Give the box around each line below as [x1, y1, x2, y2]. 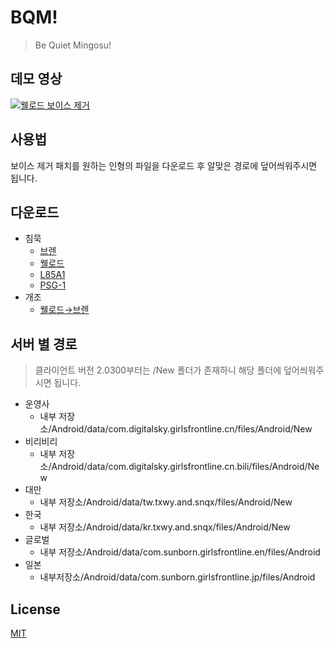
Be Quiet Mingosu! [34, 39, 112, 51]
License [10, 601, 61, 618]
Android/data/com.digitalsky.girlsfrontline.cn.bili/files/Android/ [51, 461, 308, 473]
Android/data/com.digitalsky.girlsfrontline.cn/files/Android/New [51, 423, 313, 435]
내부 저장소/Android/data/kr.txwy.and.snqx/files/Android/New [39, 521, 291, 533]
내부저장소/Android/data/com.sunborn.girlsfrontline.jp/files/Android [39, 571, 316, 583]
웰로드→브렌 [39, 304, 90, 316]
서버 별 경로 [10, 336, 78, 353]
